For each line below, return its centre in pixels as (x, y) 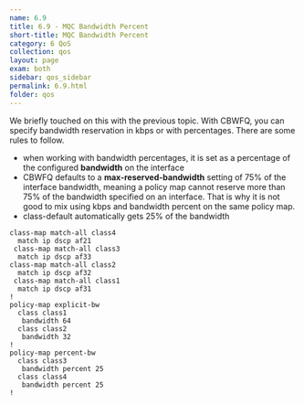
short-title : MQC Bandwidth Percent (79, 35)
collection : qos (40, 52)
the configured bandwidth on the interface (104, 167)
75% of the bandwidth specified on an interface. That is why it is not (151, 197)
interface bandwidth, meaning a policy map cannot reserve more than (154, 187)
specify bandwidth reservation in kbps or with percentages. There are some (152, 130)
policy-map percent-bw (52, 353)
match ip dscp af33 (55, 257)
